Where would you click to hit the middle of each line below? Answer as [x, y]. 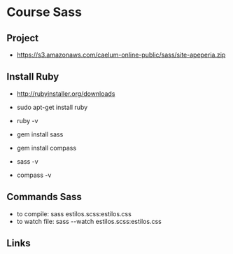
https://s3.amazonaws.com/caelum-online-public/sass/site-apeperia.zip [121, 55]
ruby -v [27, 120]
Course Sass [44, 12]
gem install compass [47, 148]
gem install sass [40, 134]
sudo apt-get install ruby [52, 107]
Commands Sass [44, 197]
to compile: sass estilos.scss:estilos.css [74, 213]
